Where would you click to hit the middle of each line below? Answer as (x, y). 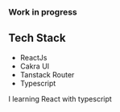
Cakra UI (35, 66)
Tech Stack (37, 38)
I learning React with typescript (60, 98)
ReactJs (33, 57)
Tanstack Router (47, 74)
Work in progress (43, 12)
